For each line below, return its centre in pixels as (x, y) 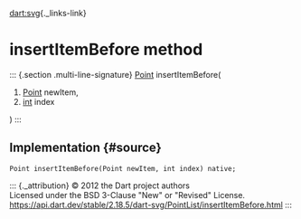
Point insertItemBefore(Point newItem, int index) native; (123, 168)
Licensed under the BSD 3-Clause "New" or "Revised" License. (127, 195)
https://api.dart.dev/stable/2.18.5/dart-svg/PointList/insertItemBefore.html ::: (150, 205)
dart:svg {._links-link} (48, 13)
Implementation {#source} (86, 148)
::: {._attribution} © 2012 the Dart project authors (99, 186)
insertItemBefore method (106, 50)
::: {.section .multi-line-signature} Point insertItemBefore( (115, 74)
